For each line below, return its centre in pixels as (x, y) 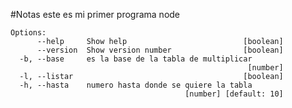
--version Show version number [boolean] (160, 50)
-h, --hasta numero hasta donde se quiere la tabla (136, 85)
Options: (28, 33)
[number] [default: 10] (234, 94)
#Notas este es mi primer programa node (95, 14)
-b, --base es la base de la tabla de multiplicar (136, 59)
